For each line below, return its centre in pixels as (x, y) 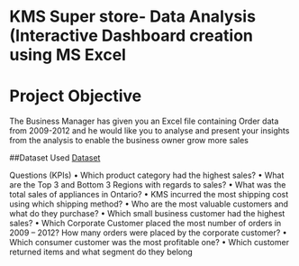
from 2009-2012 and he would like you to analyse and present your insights (149, 131)
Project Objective (76, 96)
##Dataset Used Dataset (55, 158)
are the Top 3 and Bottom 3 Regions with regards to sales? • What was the (148, 185)
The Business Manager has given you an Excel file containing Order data (144, 121)
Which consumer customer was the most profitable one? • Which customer (149, 243)
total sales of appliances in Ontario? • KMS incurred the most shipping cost (149, 195)
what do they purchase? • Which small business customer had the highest (147, 214)
